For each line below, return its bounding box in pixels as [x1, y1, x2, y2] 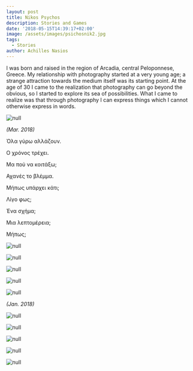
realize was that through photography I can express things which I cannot [6, 96, 188, 103]
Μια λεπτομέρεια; [6, 219, 51, 226]
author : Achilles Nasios [6, 48, 68, 54]
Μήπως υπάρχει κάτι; [6, 184, 60, 191]
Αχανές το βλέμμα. [6, 172, 54, 179]
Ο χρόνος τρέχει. [6, 149, 49, 156]
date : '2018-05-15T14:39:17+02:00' [6, 25, 95, 32]
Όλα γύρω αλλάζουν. [6, 137, 62, 145]
